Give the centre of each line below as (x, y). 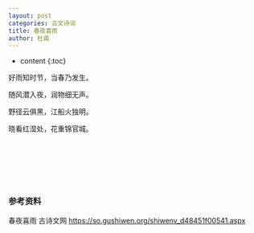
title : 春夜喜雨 (33, 31)
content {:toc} (43, 61)
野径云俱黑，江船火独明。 (51, 112)
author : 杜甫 (29, 38)
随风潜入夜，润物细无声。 (51, 95)
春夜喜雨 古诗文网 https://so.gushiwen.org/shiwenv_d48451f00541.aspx (127, 220)
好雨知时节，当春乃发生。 (51, 78)
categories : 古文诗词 (42, 23)
